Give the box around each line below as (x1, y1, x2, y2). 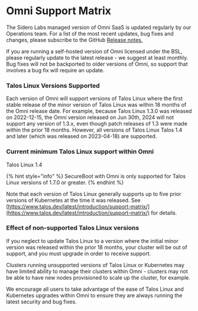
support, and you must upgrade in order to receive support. (6, 250, 151, 257)
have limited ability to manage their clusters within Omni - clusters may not (6, 268, 188, 275)
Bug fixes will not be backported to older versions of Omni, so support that (6, 60, 188, 68)
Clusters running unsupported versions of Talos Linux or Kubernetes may (6, 261, 185, 268)
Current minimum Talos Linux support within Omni (6, 148, 154, 156)
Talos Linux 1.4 (6, 161, 43, 168)
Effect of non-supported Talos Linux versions (6, 224, 139, 232)
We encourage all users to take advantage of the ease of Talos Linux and (6, 286, 184, 293)
